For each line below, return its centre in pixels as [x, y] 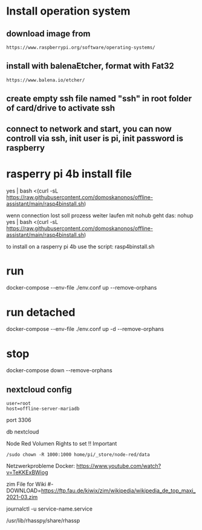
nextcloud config [39, 389]
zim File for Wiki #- [30, 484]
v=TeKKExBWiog [27, 472]
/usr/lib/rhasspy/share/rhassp [43, 521]
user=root [19, 404]
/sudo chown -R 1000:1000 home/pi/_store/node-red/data [78, 455]
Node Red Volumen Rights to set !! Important [62, 444]
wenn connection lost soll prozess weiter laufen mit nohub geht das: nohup [100, 215]
